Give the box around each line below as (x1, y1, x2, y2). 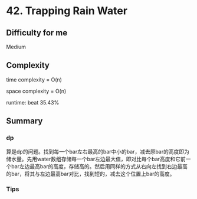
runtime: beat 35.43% (6, 99, 60, 106)
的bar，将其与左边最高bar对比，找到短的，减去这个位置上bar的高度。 (6, 170, 175, 177)
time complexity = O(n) (6, 76, 62, 83)
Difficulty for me (6, 28, 68, 38)
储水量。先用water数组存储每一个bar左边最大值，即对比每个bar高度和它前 (6, 155, 186, 162)
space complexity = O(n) (6, 87, 67, 94)
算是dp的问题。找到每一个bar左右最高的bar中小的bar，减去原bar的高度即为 (6, 148, 190, 155)
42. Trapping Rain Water (6, 4, 128, 18)
